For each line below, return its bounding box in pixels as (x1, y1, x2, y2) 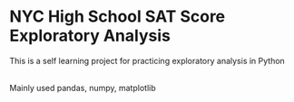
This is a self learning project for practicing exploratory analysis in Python (9, 55, 286, 66)
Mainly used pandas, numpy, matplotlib (9, 82, 156, 93)
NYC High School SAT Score (9, 6, 226, 27)
